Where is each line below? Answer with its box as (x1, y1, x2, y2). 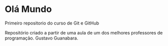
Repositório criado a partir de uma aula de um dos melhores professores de (5, 29, 163, 35)
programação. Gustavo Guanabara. (5, 35, 79, 41)
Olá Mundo (5, 3, 52, 15)
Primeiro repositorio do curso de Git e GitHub (5, 20, 99, 26)
